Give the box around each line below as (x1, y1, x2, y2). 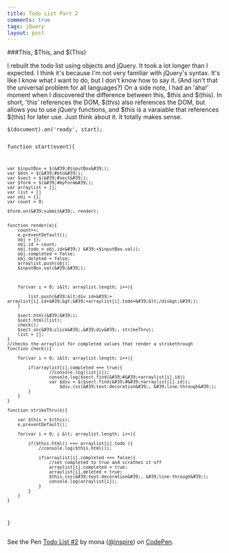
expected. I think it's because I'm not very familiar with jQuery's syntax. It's (7, 69, 220, 77)
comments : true (7, 17, 51, 23)
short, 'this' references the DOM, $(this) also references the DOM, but (7, 98, 206, 107)
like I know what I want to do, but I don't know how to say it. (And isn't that (7, 77, 218, 85)
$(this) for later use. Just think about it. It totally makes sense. (7, 113, 182, 121)
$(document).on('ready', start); (7, 126, 103, 133)
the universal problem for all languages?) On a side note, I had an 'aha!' (7, 83, 209, 92)
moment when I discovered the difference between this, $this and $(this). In (7, 91, 222, 99)
